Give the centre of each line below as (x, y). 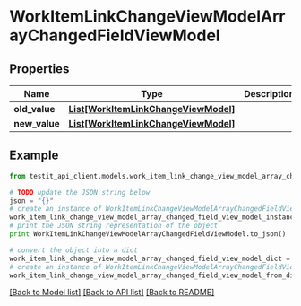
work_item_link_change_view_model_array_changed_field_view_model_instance (154, 217)
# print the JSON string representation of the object (114, 226)
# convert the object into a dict (74, 250)
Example (34, 156)
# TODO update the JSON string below (80, 192)
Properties (39, 69)
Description (269, 94)
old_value (34, 109)
